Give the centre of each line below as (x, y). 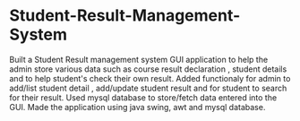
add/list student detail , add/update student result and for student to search (148, 88)
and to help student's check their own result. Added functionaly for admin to (150, 78)
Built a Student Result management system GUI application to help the (139, 59)
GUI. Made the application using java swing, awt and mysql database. (137, 107)
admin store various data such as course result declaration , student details (148, 69)
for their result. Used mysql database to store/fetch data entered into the (143, 97)
